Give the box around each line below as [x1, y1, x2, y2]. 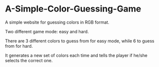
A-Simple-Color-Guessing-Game [5, 3, 141, 14]
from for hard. [5, 43, 33, 49]
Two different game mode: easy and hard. [5, 28, 89, 34]
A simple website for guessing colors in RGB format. [5, 19, 109, 25]
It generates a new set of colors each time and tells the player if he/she [5, 52, 147, 58]
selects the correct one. [5, 57, 53, 63]
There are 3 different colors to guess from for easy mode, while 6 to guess [5, 38, 155, 44]
